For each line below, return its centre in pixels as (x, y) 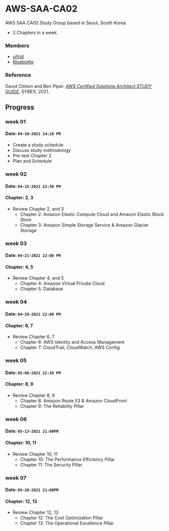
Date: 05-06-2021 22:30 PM (33, 373)
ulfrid (18, 57)
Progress (20, 107)
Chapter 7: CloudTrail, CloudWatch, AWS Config (70, 348)
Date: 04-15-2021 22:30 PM (33, 186)
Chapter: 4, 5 (19, 267)
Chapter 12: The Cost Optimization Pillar (62, 518)
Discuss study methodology (42, 150)
